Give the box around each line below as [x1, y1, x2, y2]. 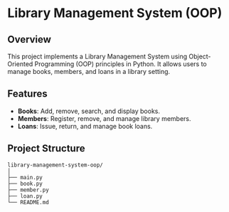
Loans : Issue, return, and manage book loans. [17, 122, 153, 130]
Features [7, 88, 48, 100]
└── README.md [7, 198, 50, 206]
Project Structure [7, 142, 85, 154]
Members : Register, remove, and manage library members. [17, 114, 191, 122]
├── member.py [7, 186, 50, 194]
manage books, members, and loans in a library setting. [7, 68, 171, 75]
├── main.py [7, 174, 43, 181]
